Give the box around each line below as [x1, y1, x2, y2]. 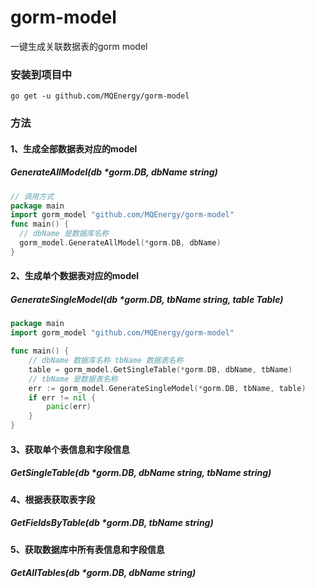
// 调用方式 [10, 191, 55, 201]
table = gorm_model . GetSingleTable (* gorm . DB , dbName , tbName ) [28, 364, 293, 375]
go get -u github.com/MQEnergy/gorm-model [10, 91, 190, 101]
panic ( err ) [46, 402, 92, 412]
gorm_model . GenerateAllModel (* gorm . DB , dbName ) [19, 238, 222, 248]
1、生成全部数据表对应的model [10, 142, 138, 155]
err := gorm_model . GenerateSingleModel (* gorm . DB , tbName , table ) [28, 383, 307, 393]
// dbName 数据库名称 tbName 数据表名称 [28, 356, 184, 366]
